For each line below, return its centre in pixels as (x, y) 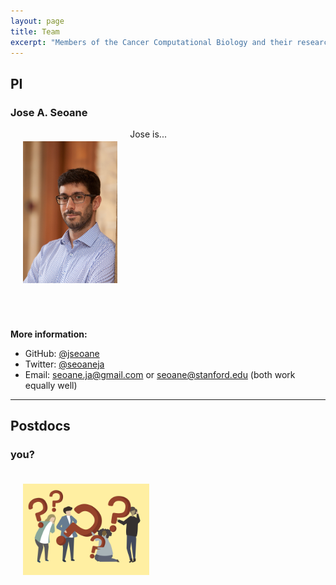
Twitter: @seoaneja (64, 364)
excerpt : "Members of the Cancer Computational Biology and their (151, 42)
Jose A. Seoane (49, 112)
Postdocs (40, 426)
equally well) (51, 386)
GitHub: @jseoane (62, 354)
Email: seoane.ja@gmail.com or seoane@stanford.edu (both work (160, 375)
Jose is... (148, 134)
